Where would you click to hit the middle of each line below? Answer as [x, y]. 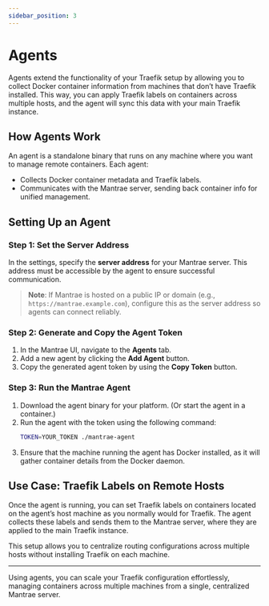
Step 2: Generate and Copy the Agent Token [95, 332]
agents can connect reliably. [74, 312]
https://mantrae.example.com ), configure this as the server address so [144, 303]
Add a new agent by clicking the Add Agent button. [104, 359]
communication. [35, 279]
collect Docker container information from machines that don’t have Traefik [132, 86]
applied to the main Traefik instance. [68, 531]
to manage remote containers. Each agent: [78, 164]
